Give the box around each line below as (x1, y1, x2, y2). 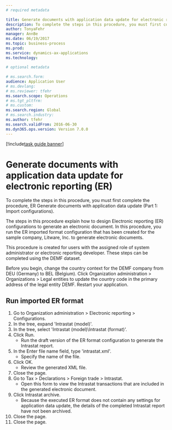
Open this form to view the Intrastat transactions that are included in (20, 381, 164, 387)
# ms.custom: (6, 103, 34, 108)
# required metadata (6, 7, 50, 13)
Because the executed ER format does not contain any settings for (20, 397, 160, 403)
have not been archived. (20, 408, 72, 414)
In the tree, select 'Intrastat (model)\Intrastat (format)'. (13, 326, 127, 333)
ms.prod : (6, 46, 24, 51)
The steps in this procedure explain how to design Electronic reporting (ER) (6, 218, 164, 224)
